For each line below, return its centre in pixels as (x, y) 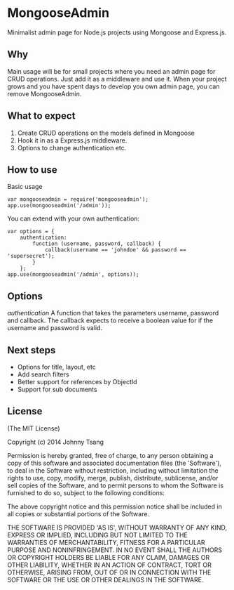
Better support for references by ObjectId (77, 382)
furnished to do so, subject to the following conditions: (86, 492)
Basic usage (25, 187)
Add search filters (43, 374)
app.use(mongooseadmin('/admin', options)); (73, 275)
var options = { (31, 232)
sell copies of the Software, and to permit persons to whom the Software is (116, 485)
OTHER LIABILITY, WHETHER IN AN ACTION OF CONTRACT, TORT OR (109, 565)
